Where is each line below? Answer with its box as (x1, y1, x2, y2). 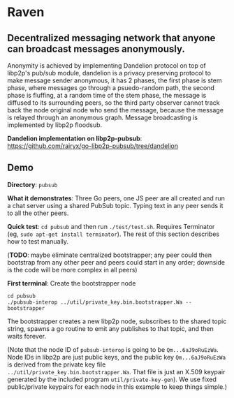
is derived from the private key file (7, 360, 106, 369)
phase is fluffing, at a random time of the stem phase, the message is (7, 91, 207, 99)
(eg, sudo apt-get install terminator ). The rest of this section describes (7, 230, 220, 238)
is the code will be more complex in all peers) (7, 265, 138, 274)
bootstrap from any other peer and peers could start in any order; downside (7, 258, 226, 266)
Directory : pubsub (7, 180, 58, 189)
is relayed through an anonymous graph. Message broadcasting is (7, 113, 198, 121)
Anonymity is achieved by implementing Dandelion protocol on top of (7, 61, 206, 70)
